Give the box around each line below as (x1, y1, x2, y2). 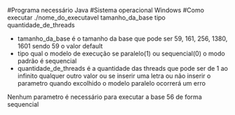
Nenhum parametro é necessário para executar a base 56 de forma (7, 93, 202, 101)
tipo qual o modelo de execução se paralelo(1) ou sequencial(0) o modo (17, 49, 226, 57)
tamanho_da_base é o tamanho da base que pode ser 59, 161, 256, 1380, (17, 34, 228, 43)
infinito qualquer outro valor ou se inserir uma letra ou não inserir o (17, 72, 211, 80)
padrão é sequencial (17, 57, 77, 65)
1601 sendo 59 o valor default (17, 42, 103, 50)
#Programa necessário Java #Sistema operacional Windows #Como (7, 6, 205, 14)
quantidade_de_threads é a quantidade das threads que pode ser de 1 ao (17, 65, 228, 72)
